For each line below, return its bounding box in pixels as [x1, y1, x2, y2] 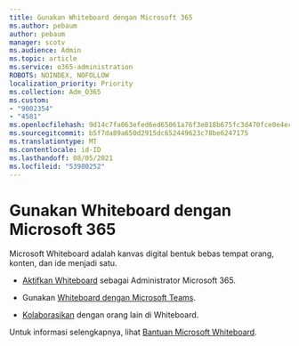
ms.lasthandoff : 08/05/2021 [9, 153, 114, 163]
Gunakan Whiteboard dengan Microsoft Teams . [21, 293, 196, 303]
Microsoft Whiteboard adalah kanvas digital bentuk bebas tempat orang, [9, 248, 274, 259]
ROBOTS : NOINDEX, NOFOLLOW [9, 71, 109, 80]
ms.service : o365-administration [9, 63, 133, 72]
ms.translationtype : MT [9, 137, 98, 146]
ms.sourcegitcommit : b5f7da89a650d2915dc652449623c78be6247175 [9, 129, 249, 138]
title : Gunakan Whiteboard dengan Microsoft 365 [9, 12, 193, 22]
